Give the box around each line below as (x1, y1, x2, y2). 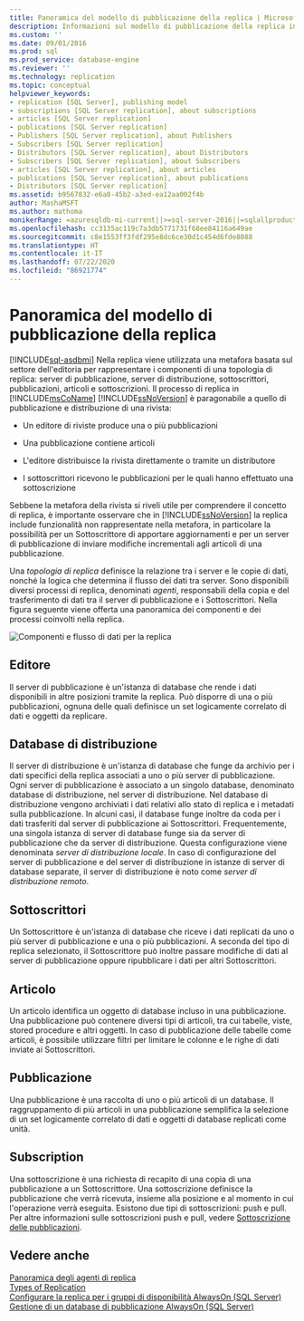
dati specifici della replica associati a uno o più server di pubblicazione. (9, 770, 276, 781)
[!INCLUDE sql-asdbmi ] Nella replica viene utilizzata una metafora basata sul (9, 354, 293, 365)
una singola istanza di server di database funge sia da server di (9, 828, 246, 839)
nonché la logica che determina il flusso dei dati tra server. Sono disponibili (9, 574, 290, 585)
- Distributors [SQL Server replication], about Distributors (9, 148, 249, 157)
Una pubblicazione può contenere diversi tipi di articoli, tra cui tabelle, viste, (9, 1016, 292, 1027)
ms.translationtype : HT (9, 241, 100, 250)
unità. (9, 1123, 31, 1133)
